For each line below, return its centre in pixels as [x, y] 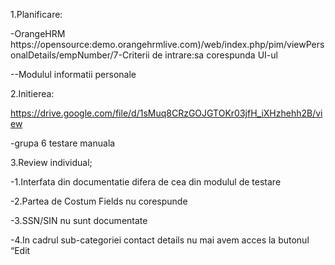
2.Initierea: [32, 93]
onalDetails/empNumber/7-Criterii [80, 55]
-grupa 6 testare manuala [63, 143]
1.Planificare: [36, 14]
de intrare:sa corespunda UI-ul [214, 55]
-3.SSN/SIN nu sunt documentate [79, 220]
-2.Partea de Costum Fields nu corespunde [99, 201]
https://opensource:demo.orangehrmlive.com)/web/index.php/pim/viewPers [167, 44]
